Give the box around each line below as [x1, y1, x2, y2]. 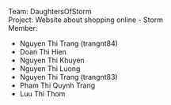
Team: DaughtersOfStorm [8, 7, 93, 16]
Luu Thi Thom [19, 89, 66, 98]
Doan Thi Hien [19, 47, 67, 56]
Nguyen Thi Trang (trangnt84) [19, 39, 119, 48]
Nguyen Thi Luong [19, 64, 81, 73]
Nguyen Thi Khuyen [19, 55, 85, 65]
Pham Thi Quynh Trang [19, 81, 96, 90]
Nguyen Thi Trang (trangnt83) [19, 73, 118, 81]
